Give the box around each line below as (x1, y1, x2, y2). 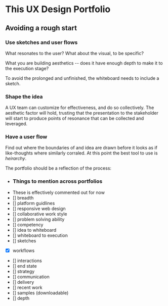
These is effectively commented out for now (12, 189, 105, 195)
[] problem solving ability (12, 216, 65, 222)
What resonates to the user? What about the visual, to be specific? (5, 50, 144, 56)
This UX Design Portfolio (5, 4, 111, 15)
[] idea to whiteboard (12, 227, 57, 233)
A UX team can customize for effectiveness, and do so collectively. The (5, 105, 154, 111)
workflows (12, 247, 35, 253)
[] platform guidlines (12, 200, 55, 206)
